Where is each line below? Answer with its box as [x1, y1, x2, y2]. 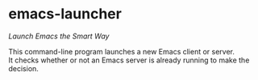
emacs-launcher [8, 5, 123, 23]
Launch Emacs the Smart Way [8, 31, 110, 41]
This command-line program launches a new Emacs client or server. [8, 46, 235, 56]
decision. [8, 63, 39, 73]
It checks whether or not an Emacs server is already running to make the [8, 55, 250, 65]
